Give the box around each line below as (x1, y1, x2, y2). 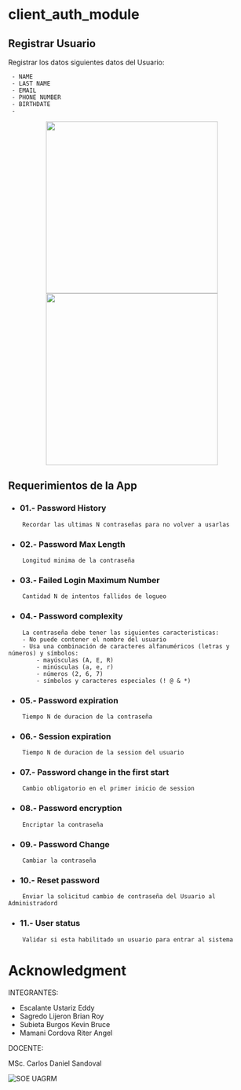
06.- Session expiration (19, 731, 111, 742)
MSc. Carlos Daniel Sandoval (8, 1059, 102, 1068)
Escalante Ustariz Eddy (19, 1003, 95, 1012)
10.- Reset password (19, 875, 100, 886)
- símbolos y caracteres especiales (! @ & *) (36, 677, 192, 684)
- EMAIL (11, 86, 37, 94)
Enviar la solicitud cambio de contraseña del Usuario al (22, 893, 216, 901)
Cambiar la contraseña (22, 857, 97, 865)
